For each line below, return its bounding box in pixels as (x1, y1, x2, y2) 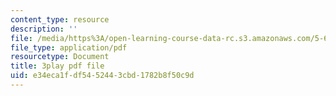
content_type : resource (10, 14, 110, 25)
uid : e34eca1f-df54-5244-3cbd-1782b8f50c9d (10, 71, 195, 81)
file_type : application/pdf (10, 42, 128, 53)
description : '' (10, 24, 78, 34)
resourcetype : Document (10, 52, 110, 62)
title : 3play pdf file (10, 61, 105, 71)
